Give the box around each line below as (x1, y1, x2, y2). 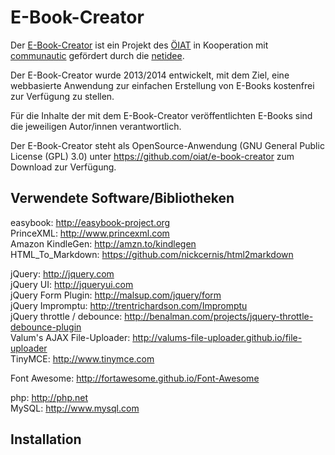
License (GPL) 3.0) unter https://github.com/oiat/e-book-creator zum (10, 150, 295, 162)
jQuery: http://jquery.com (10, 267, 115, 280)
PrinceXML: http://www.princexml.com (10, 227, 170, 239)
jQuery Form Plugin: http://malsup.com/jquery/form (10, 289, 222, 301)
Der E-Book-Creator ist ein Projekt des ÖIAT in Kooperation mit (10, 39, 269, 51)
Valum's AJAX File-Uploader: (10, 331, 131, 343)
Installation (10, 431, 82, 448)
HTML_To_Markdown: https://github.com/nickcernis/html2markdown (10, 248, 294, 260)
